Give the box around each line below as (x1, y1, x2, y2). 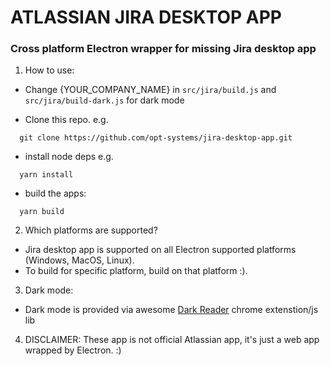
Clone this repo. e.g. (24, 114, 109, 126)
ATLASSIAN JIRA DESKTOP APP (10, 6, 283, 29)
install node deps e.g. (24, 151, 114, 163)
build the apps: (24, 187, 87, 200)
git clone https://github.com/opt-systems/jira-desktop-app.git (19, 133, 293, 143)
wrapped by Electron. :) (24, 344, 122, 356)
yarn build (19, 207, 65, 217)
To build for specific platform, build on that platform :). (24, 265, 248, 277)
